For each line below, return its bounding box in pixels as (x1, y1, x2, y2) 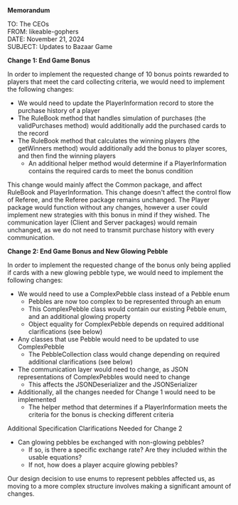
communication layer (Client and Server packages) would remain (7, 218, 198, 227)
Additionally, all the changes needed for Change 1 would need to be (17, 388, 216, 396)
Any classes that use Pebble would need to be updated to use (17, 335, 199, 343)
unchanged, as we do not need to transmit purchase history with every (7, 226, 215, 234)
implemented (17, 396, 57, 403)
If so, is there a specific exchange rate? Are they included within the (28, 445, 227, 454)
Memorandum (7, 6, 50, 14)
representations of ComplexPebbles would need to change (17, 373, 190, 381)
